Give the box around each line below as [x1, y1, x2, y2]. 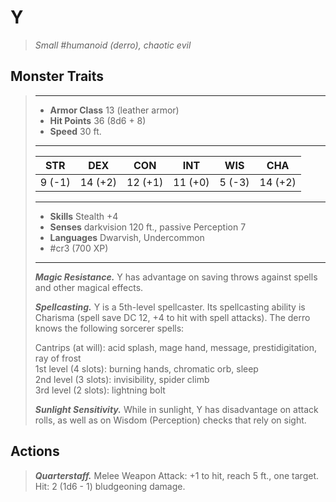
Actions [10, 443, 60, 460]
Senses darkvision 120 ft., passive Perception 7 [49, 221, 247, 233]
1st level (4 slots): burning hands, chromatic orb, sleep [34, 362, 259, 375]
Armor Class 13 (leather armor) [49, 104, 180, 116]
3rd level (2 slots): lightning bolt [34, 384, 166, 396]
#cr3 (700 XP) [49, 242, 109, 254]
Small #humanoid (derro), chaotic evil [34, 39, 192, 51]
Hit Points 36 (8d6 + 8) [49, 114, 147, 126]
